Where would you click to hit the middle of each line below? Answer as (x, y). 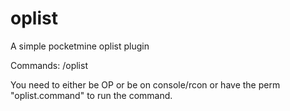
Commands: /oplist (49, 65)
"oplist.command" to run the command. (91, 95)
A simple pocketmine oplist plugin (80, 46)
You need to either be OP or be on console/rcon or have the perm (145, 84)
